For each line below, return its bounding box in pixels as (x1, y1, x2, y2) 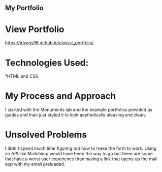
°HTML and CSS (5, 73, 38, 79)
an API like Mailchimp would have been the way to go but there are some (5, 151, 153, 157)
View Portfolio (5, 24, 65, 35)
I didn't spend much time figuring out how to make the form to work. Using (5, 145, 157, 151)
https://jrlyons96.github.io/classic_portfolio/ (5, 40, 94, 46)
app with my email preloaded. (5, 161, 65, 167)
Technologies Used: (5, 57, 89, 68)
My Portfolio (5, 4, 44, 12)
